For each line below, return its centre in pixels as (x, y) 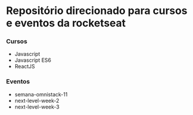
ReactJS (25, 67)
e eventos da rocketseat (66, 23)
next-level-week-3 (37, 107)
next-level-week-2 (37, 100)
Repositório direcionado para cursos (97, 11)
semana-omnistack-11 (41, 94)
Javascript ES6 (33, 60)
